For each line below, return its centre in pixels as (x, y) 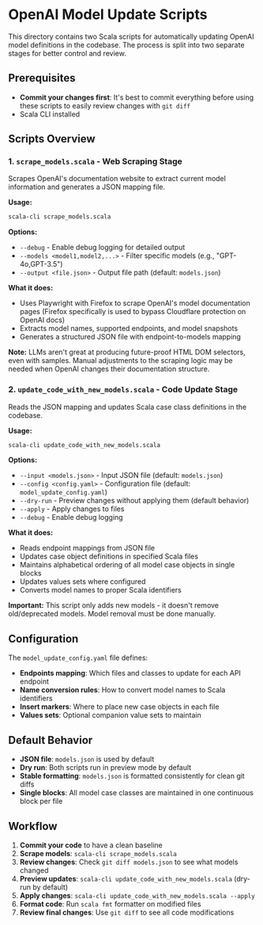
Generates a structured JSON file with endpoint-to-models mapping (130, 337)
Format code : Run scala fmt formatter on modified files (110, 904)
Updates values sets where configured (83, 582)
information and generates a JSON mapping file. (87, 187)
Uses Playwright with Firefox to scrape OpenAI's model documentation (135, 303)
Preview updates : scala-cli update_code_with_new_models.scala (126, 878)
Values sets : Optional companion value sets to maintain (110, 715)
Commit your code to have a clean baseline (91, 845)
